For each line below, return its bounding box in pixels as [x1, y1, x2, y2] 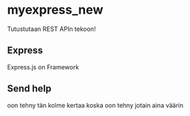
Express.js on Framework [7, 62, 79, 71]
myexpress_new [7, 2, 104, 18]
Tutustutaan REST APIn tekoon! [7, 25, 96, 33]
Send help [7, 83, 52, 95]
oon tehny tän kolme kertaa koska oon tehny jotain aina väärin [7, 101, 184, 109]
